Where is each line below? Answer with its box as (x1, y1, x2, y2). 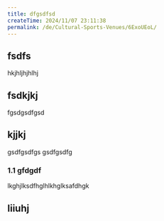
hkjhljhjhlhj (7, 69, 39, 77)
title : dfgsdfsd (7, 10, 55, 18)
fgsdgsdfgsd (7, 108, 45, 117)
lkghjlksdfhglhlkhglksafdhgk (7, 182, 89, 190)
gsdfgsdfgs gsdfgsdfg (7, 147, 72, 156)
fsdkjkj (7, 90, 38, 102)
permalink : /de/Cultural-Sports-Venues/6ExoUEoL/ (7, 23, 158, 31)
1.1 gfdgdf (7, 165, 41, 175)
